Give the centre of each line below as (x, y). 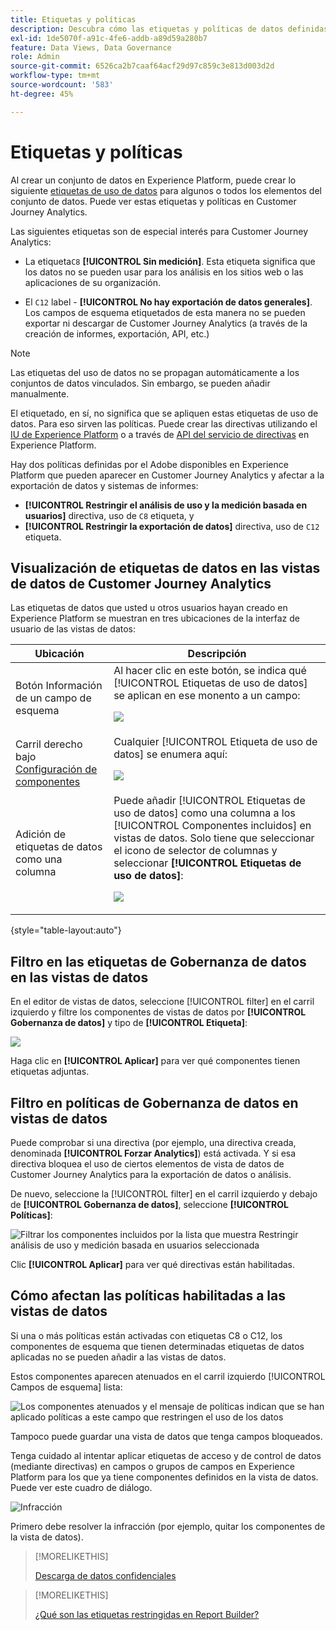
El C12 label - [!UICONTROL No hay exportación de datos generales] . (168, 302)
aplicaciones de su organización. (93, 282)
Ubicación (59, 654)
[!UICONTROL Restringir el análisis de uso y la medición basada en (166, 505)
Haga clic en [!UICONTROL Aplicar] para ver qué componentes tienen (155, 1061)
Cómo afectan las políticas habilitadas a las (148, 1296)
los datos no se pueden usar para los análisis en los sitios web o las (164, 272)
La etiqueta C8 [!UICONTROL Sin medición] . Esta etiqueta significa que (170, 261)
